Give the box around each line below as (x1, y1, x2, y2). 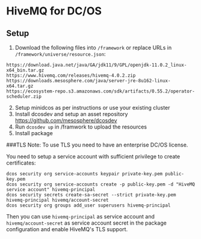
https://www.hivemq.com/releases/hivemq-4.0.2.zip (6, 73, 136, 79)
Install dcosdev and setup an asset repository (14, 110, 128, 118)
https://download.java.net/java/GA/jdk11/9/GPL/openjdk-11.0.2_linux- (6, 62, 187, 68)
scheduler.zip (6, 94, 42, 100)
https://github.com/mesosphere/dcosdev (14, 117, 117, 124)
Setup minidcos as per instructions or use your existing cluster (14, 104, 170, 111)
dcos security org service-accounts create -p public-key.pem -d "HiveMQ (6, 181, 196, 187)
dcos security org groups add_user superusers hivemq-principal (6, 202, 171, 208)
